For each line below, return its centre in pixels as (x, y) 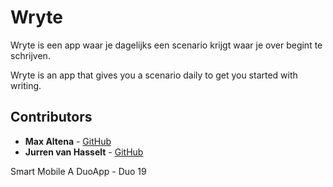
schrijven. (30, 55)
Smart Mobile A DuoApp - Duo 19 (78, 171)
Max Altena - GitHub (68, 141)
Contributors (51, 117)
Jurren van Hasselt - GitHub (84, 152)
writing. (26, 85)
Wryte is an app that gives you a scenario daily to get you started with (154, 75)
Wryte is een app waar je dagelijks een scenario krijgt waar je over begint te (166, 45)
